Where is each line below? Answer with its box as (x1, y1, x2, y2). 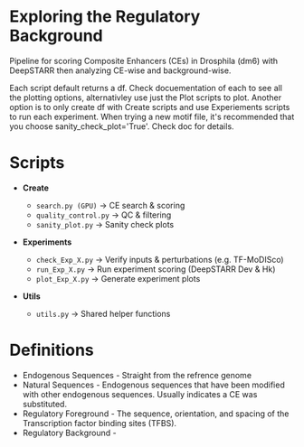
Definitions (9, 340, 95, 360)
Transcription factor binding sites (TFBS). (22, 417, 177, 428)
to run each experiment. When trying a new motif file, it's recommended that (9, 111, 295, 122)
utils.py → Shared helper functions (35, 308, 171, 319)
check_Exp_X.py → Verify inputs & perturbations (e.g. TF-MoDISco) (35, 254, 284, 265)
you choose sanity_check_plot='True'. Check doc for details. (9, 120, 234, 132)
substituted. (22, 398, 68, 409)
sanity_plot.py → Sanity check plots (35, 219, 175, 229)
